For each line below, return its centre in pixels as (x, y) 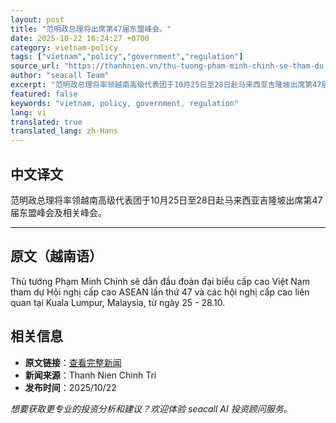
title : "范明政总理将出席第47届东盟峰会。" (91, 29)
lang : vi (28, 112)
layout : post (37, 19)
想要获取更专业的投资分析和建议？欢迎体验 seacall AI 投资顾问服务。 (151, 408)
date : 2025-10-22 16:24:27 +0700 (80, 38)
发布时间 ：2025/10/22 (70, 387)
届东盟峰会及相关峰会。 (58, 212)
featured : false (44, 94)
